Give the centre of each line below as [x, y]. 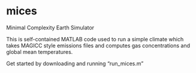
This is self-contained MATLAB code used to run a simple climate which [95, 39]
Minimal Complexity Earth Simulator [50, 28]
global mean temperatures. [40, 51]
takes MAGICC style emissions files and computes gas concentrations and [98, 45]
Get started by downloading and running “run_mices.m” [75, 63]
